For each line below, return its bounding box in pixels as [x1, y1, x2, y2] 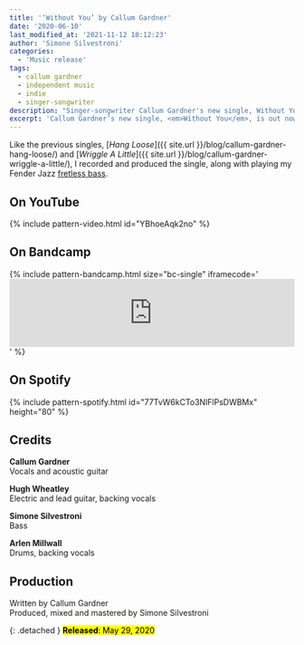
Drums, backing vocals [9, 547, 95, 558]
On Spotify [9, 372, 71, 388]
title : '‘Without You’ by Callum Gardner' [9, 13, 172, 23]
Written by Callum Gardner [9, 598, 109, 609]
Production [9, 573, 74, 589]
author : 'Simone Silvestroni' [9, 38, 124, 48]
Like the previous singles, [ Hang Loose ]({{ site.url [9, 140, 195, 150]
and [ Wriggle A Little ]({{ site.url [60, 149, 176, 159]
